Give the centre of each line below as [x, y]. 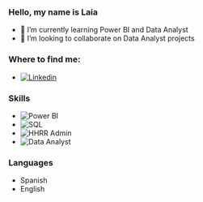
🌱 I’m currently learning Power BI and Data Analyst [104, 30]
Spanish [34, 180]
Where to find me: [44, 59]
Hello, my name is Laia [53, 12]
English [32, 189]
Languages [31, 162]
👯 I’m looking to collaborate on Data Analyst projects [108, 38]
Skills [19, 98]
